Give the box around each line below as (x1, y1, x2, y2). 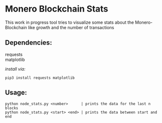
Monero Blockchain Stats (5, 3, 108, 15)
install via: (5, 66, 26, 72)
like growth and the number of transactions (28, 24, 114, 30)
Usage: (5, 89, 28, 97)
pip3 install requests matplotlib (5, 75, 75, 80)
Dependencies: (5, 39, 52, 47)
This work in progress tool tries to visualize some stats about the (5, 19, 134, 25)
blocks (5, 106, 18, 110)
